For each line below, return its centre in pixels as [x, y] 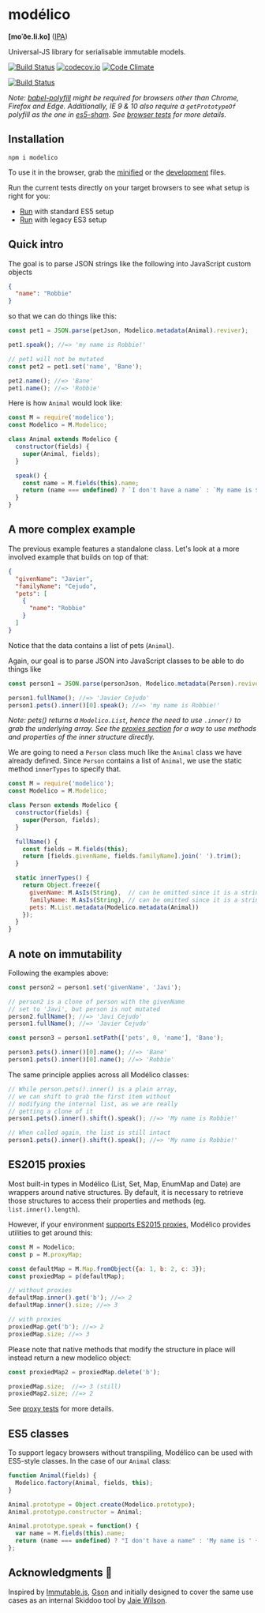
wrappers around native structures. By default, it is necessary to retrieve [126, 1192]
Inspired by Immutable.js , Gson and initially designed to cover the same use [131, 1592]
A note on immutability [65, 954]
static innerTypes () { [52, 878]
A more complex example [72, 530]
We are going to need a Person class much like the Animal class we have [125, 752]
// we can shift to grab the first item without [90, 1096]
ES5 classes [39, 1433]
